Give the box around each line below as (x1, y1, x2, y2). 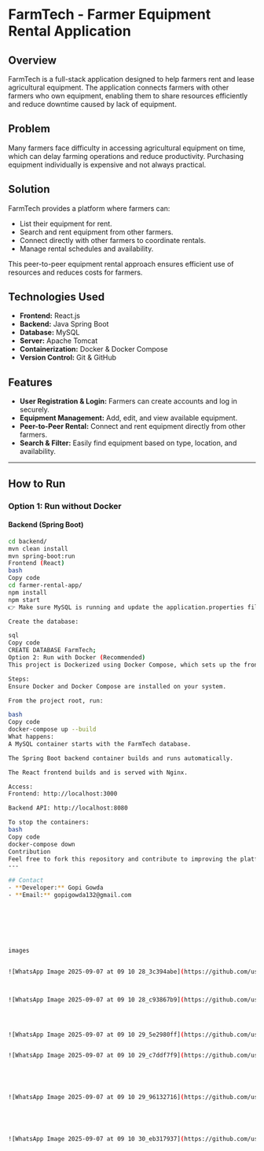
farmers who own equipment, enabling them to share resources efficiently (8, 91, 248, 100)
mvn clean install (8, 544, 68, 552)
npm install (8, 588, 47, 596)
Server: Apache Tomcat (19, 336, 98, 345)
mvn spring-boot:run (8, 552, 76, 560)
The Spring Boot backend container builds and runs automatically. (8, 754, 234, 762)
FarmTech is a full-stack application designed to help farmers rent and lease (8, 75, 255, 83)
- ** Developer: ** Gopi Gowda (8, 884, 104, 892)
